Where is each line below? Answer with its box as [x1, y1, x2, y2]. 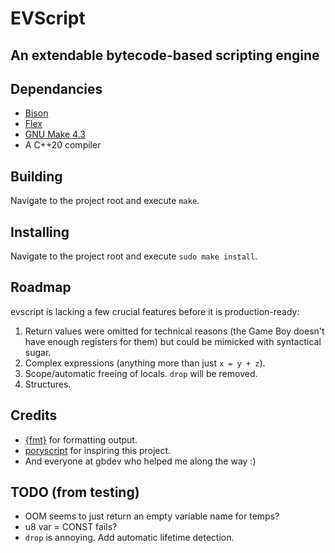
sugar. [24, 346, 52, 358]
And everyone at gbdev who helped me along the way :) [24, 455, 257, 467]
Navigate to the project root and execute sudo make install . [10, 250, 258, 262]
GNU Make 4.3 [24, 128, 86, 141]
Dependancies [10, 80, 103, 97]
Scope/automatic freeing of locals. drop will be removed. [24, 367, 258, 379]
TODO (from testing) [10, 484, 140, 501]
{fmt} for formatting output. [24, 433, 138, 446]
